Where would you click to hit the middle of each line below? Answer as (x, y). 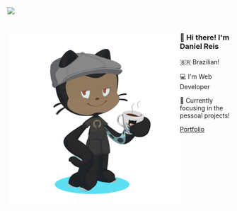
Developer (195, 86)
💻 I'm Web (196, 76)
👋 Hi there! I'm (205, 38)
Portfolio (192, 129)
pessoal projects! (205, 115)
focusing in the (202, 108)
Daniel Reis (200, 47)
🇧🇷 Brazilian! (200, 62)
